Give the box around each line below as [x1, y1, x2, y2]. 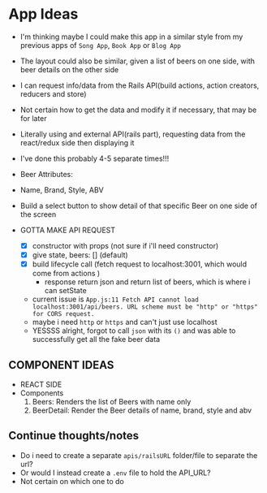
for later [19, 113, 47, 123]
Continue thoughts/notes [8, 429, 140, 443]
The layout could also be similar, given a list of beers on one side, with [19, 56, 256, 66]
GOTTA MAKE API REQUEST [19, 225, 116, 235]
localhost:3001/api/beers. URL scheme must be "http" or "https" [32, 303, 258, 311]
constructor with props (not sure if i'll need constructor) [32, 240, 219, 250]
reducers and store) [19, 89, 87, 98]
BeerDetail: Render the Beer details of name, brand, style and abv [32, 405, 252, 415]
